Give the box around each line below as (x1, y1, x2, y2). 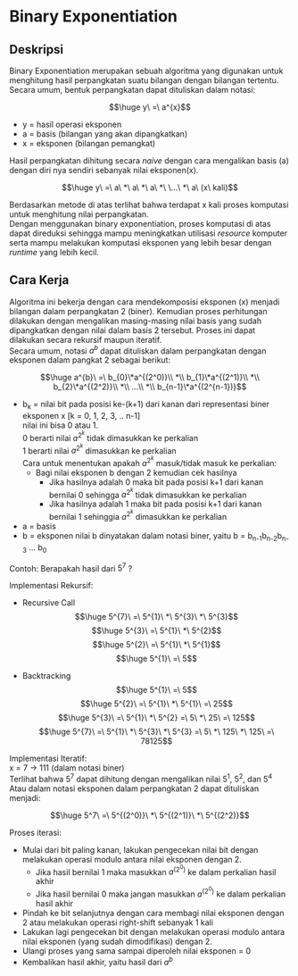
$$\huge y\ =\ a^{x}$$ (108, 102, 192, 113)
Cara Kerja (9, 272, 70, 288)
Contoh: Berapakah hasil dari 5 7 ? (9, 561, 133, 573)
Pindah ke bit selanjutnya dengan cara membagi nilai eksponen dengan (21, 908, 285, 918)
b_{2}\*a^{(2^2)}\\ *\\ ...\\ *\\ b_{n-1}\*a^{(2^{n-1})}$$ (53, 381, 247, 392)
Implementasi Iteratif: (9, 753, 87, 764)
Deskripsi (9, 42, 64, 57)
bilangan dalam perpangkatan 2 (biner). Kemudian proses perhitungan (9, 305, 268, 316)
